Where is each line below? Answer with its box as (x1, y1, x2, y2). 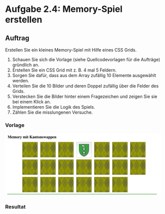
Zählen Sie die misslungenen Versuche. (12, 109, 93, 115)
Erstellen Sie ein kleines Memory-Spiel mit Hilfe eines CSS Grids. (5, 47, 137, 53)
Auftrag (5, 34, 30, 42)
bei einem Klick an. (12, 99, 51, 105)
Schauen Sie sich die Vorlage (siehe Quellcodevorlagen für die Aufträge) (12, 57, 161, 63)
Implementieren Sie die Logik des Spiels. (12, 104, 95, 110)
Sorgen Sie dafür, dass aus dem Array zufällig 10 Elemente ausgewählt (12, 72, 157, 78)
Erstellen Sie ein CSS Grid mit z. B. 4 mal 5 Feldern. (12, 67, 117, 73)
